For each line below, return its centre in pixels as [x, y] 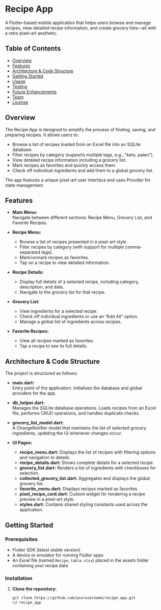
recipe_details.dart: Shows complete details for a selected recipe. [87, 463]
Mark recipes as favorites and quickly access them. [64, 165]
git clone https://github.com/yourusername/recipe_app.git [74, 598]
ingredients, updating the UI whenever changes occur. [67, 433]
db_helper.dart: [28, 403]
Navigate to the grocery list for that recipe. [62, 292]
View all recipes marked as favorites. [57, 341]
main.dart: [23, 383]
